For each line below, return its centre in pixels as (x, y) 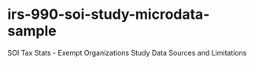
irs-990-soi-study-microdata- (109, 14)
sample (32, 31)
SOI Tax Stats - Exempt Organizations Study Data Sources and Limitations (127, 52)
